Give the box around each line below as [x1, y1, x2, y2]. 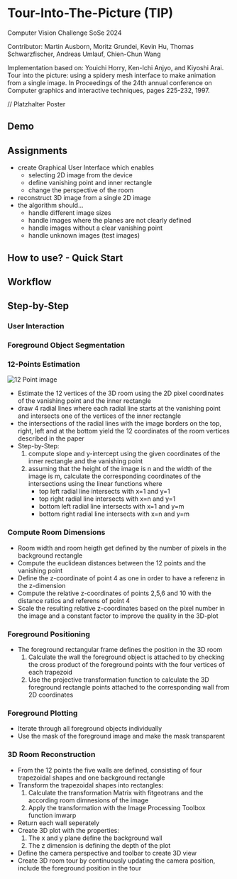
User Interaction [7, 321, 65, 331]
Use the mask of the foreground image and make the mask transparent [17, 732, 226, 741]
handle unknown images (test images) [28, 231, 140, 240]
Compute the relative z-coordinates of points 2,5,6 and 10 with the [17, 589, 211, 597]
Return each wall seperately [17, 818, 100, 827]
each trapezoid [28, 668, 73, 677]
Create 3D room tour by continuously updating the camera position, [17, 856, 216, 865]
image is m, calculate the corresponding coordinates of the [28, 472, 202, 480]
